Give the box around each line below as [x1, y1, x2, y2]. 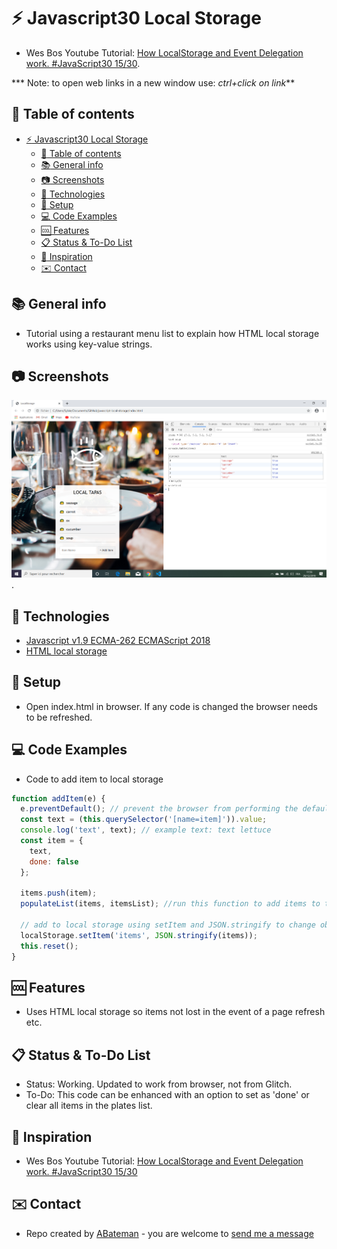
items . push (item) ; [20, 888, 98, 899]
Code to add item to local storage [25, 773, 164, 785]
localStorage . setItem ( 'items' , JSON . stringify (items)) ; [20, 930, 258, 940]
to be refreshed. [25, 711, 93, 723]
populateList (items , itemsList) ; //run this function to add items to [20, 899, 321, 909]
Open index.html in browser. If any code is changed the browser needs [25, 700, 318, 712]
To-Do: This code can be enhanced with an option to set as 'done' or [25, 1089, 310, 1101]
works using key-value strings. [25, 338, 153, 350]
